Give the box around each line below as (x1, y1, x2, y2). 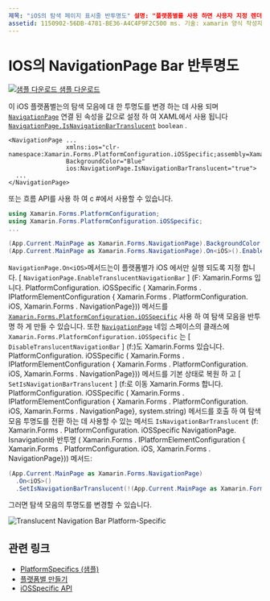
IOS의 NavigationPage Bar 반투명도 (8, 56, 239, 75)
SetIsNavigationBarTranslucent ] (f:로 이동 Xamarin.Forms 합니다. (8, 379, 223, 388)
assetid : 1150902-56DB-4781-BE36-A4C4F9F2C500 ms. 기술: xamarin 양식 (8, 19, 243, 27)
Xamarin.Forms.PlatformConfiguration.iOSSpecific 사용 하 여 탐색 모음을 (8, 311, 247, 321)
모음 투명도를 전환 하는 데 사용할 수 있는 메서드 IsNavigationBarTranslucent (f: (8, 416, 259, 425)
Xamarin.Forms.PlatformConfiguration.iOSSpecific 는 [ (8, 331, 191, 341)
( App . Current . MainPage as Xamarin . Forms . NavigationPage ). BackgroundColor (8, 239, 261, 248)
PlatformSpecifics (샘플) (19, 565, 100, 574)
